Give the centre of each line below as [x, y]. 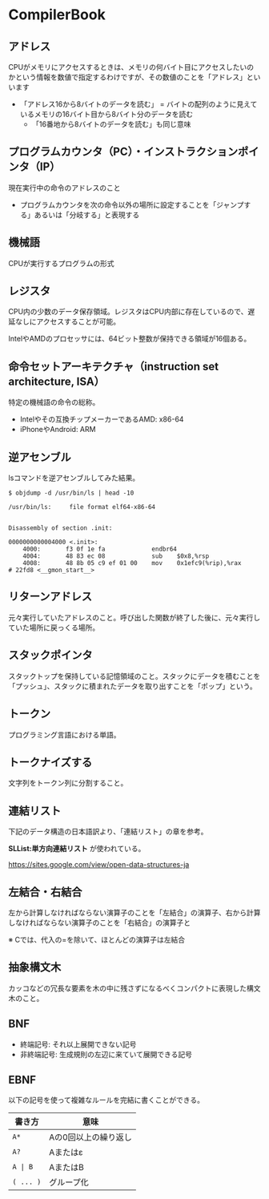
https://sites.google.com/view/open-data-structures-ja [99, 865]
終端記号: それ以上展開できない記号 [78, 1044]
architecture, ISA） [57, 381]
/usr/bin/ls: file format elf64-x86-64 [82, 507]
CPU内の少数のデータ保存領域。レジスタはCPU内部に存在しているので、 [128, 312]
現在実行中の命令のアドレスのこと [64, 188]
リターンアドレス [50, 597]
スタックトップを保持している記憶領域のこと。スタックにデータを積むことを [134, 676]
